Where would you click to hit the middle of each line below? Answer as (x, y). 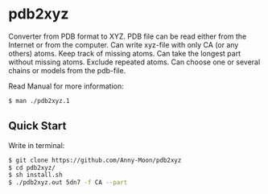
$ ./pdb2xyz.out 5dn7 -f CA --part (68, 183)
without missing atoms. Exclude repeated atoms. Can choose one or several (134, 62)
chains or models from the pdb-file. (67, 70)
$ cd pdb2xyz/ (32, 167)
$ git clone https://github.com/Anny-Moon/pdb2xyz (95, 160)
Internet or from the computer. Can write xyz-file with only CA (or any (124, 44)
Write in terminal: (37, 145)
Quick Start (37, 126)
